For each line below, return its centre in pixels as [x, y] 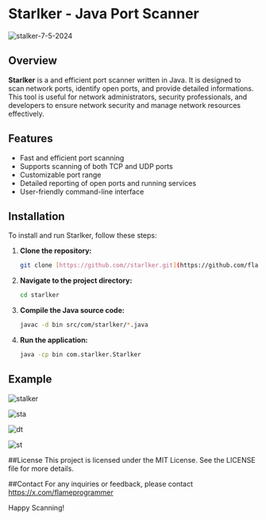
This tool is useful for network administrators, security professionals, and [128, 97]
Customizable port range [60, 175]
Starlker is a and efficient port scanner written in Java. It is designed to [125, 79]
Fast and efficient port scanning [72, 158]
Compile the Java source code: [72, 310]
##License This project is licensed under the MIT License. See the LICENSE [132, 460]
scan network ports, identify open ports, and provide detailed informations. [131, 88]
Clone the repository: [56, 251]
